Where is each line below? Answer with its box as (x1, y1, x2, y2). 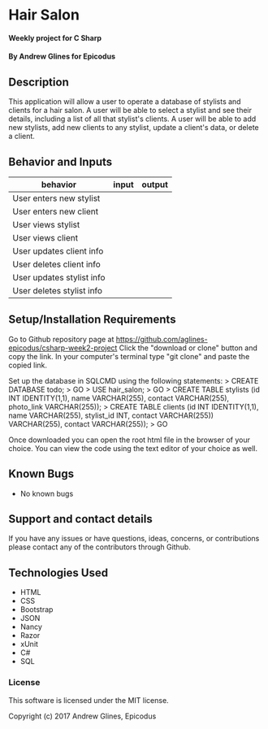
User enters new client (12, 206, 99, 217)
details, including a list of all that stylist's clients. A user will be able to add (8, 114, 257, 124)
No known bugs (19, 488, 74, 498)
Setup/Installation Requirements (8, 313, 176, 327)
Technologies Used (8, 566, 108, 579)
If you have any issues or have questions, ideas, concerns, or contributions (8, 534, 260, 544)
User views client (12, 232, 79, 243)
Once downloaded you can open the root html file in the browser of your (8, 435, 250, 445)
